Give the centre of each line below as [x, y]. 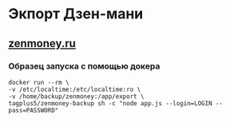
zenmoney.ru [42, 43]
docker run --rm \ [39, 82]
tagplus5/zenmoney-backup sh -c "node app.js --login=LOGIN [111, 103]
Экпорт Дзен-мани [76, 14]
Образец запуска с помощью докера [84, 66]
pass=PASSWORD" [34, 110]
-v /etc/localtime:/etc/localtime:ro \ [75, 89]
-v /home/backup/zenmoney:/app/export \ [77, 96]
